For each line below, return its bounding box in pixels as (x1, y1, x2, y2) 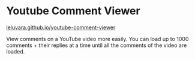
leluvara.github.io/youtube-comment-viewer (6, 24, 116, 31)
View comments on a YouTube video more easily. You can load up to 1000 (6, 35, 189, 42)
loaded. (6, 48, 25, 55)
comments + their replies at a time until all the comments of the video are (6, 42, 187, 49)
